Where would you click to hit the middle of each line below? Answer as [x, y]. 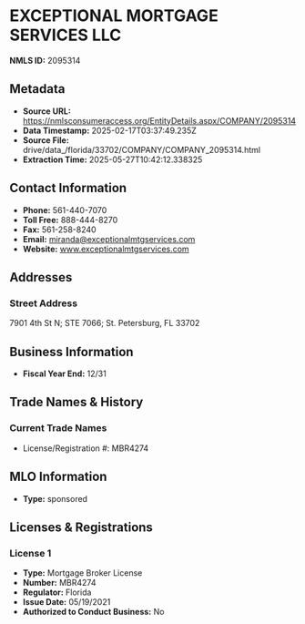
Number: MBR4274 [60, 583]
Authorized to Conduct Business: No [93, 612]
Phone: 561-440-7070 [65, 210]
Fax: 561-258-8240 [60, 230]
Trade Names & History [76, 402]
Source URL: [46, 111]
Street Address [44, 303]
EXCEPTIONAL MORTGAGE [114, 16]
